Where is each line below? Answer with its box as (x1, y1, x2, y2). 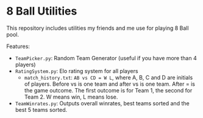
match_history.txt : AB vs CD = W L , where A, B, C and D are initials (24, 74, 193, 81)
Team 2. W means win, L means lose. (24, 93, 118, 100)
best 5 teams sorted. (15, 106, 68, 113)
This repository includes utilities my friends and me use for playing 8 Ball (6, 24, 189, 32)
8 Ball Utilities (6, 4, 77, 18)
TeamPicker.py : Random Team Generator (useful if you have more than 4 (15, 54, 197, 61)
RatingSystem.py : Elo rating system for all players (15, 67, 138, 74)
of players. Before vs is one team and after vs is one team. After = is (24, 80, 195, 88)
